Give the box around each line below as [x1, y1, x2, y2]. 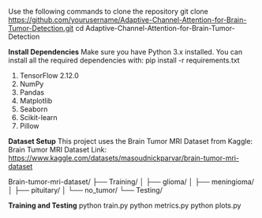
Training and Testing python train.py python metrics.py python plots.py [8, 201, 241, 210]
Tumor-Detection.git [8, 24, 74, 32]
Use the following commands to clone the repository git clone [8, 7, 209, 16]
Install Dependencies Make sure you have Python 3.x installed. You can [8, 47, 243, 56]
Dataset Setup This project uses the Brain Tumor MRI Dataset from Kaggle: [8, 137, 253, 145]
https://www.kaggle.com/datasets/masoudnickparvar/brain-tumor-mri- [8, 153, 239, 163]
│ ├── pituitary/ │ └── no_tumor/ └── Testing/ [8, 186, 163, 194]
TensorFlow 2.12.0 [19, 71, 79, 80]
